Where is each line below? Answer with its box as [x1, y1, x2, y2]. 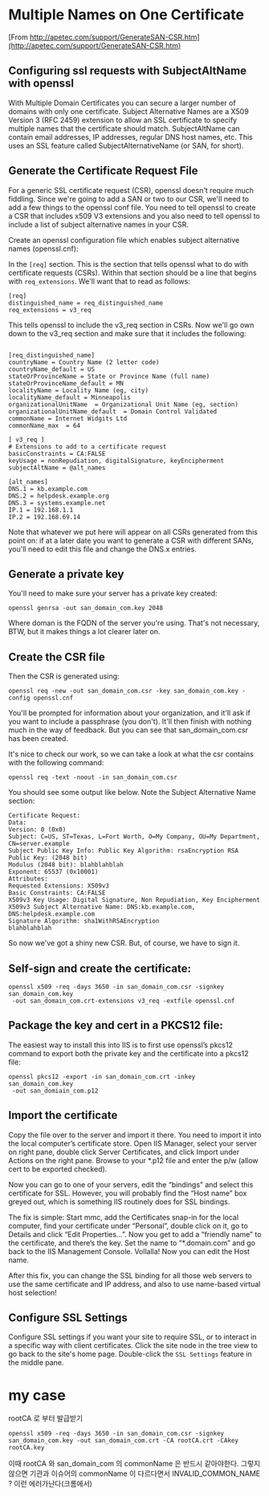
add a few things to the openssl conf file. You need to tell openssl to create [8, 203, 256, 212]
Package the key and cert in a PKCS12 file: [8, 1019, 223, 1032]
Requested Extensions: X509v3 [8, 882, 110, 890]
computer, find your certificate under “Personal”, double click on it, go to [8, 1220, 249, 1231]
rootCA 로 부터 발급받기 [8, 1413, 83, 1424]
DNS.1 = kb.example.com [8, 485, 88, 493]
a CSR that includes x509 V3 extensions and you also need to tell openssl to [8, 211, 261, 220]
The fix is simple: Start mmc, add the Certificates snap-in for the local [8, 1212, 239, 1222]
